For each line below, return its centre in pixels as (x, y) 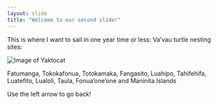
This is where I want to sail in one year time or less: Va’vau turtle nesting (109, 39)
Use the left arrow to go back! (49, 94)
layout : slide (27, 13)
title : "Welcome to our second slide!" (64, 20)
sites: (15, 47)
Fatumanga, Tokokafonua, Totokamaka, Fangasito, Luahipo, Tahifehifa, (107, 73)
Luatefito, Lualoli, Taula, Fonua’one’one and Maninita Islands (92, 80)
